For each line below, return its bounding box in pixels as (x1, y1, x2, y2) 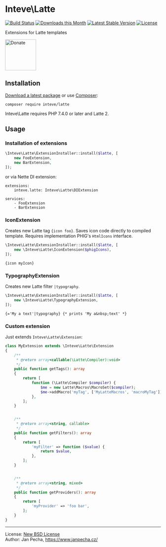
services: (5, 196, 26, 201)
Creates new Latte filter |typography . (5, 283, 80, 289)
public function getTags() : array (14, 367, 85, 372)
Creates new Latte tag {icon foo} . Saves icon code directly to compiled (5, 228, 151, 234)
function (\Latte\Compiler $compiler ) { (31, 381, 116, 385)
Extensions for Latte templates (5, 29, 67, 35)
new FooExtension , (14, 156, 52, 161)
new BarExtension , (14, 160, 52, 165)
